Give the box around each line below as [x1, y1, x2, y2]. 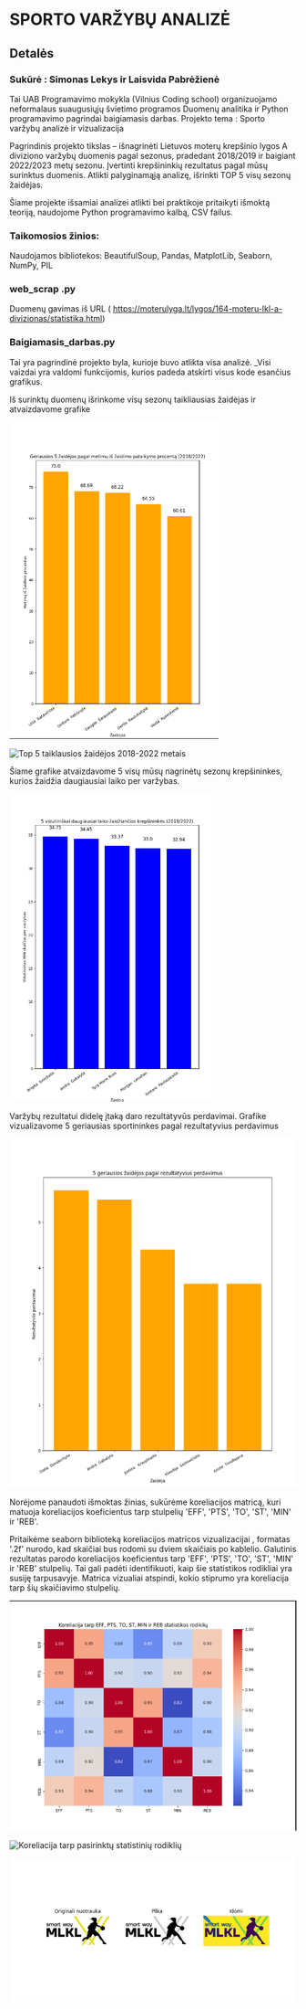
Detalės [9, 46, 55, 61]
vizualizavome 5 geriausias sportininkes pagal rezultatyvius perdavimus [9, 1120, 280, 1131]
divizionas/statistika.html [9, 313, 103, 324]
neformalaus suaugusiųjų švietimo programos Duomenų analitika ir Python [9, 103, 289, 114]
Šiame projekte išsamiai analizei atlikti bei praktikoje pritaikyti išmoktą [9, 196, 270, 207]
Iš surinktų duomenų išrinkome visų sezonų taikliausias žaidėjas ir [9, 394, 257, 405]
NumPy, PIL [9, 260, 53, 271]
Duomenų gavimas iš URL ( [9, 303, 111, 314]
